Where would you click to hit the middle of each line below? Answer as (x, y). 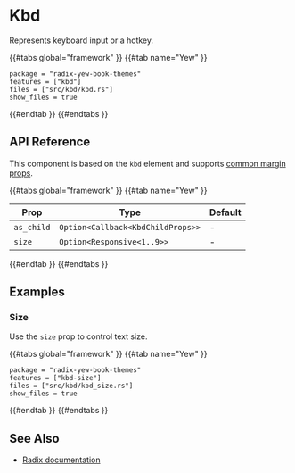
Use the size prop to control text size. (78, 336)
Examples (37, 292)
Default (225, 212)
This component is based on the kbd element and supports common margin (148, 163)
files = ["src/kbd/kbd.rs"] (61, 89)
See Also (34, 438)
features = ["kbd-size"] (55, 378)
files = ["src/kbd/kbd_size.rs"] (71, 386)
